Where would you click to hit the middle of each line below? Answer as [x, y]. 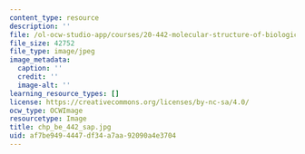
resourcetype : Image [49, 119]
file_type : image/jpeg [52, 52]
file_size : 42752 [42, 43]
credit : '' [38, 77]
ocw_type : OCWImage [46, 111]
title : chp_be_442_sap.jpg [60, 128]
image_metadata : [40, 60]
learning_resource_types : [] [64, 93]
